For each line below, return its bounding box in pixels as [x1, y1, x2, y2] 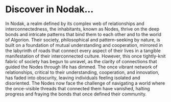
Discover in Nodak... [5, 4, 93, 15]
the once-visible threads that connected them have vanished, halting [5, 85, 150, 91]
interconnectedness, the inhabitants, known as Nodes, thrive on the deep [5, 25, 160, 32]
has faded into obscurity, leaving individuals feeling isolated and [5, 74, 140, 81]
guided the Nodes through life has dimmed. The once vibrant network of [5, 64, 158, 70]
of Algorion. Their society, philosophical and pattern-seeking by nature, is [5, 37, 161, 43]
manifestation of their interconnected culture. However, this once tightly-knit [5, 53, 166, 59]
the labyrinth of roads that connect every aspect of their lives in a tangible [5, 47, 161, 54]
